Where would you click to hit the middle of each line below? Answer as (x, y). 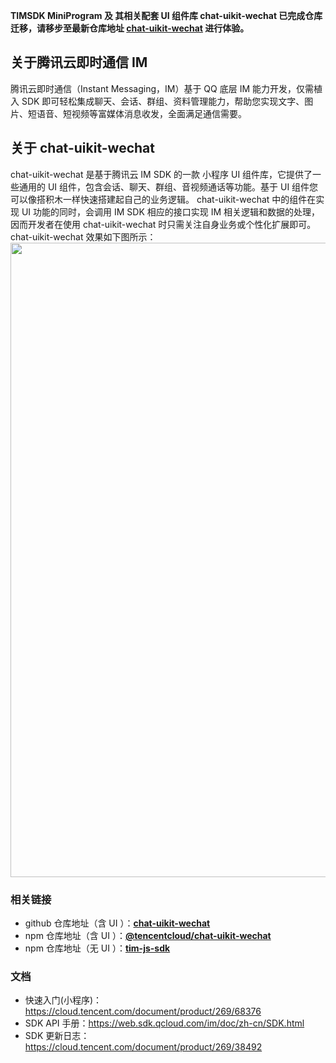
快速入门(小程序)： (63, 1000)
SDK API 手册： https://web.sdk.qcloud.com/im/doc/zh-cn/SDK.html (164, 1023)
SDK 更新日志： (57, 1036)
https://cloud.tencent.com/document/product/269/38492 (143, 1047)
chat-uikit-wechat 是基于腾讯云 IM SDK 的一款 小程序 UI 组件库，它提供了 (161, 174)
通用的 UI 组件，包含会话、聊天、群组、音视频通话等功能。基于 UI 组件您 (168, 186)
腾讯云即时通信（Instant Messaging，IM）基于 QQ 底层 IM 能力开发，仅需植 (166, 88)
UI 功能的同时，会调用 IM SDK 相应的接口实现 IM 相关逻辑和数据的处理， (171, 211)
